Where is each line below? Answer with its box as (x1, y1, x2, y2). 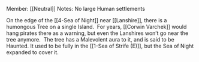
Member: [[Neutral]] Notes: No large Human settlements (6, 5, 146, 12)
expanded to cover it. (6, 49, 59, 56)
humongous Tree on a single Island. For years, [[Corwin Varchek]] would (6, 23, 187, 30)
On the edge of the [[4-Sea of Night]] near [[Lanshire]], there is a (6, 17, 167, 23)
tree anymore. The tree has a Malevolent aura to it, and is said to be (6, 36, 175, 43)
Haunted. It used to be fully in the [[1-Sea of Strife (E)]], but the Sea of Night (6, 42, 194, 49)
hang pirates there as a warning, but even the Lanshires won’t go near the (6, 29, 189, 37)
